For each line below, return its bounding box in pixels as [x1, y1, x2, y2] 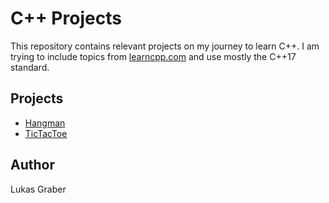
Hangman [24, 117, 66, 129]
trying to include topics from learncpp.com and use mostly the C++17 [10, 50, 297, 62]
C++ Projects [10, 7, 122, 30]
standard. [10, 61, 50, 73]
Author [10, 157, 55, 174]
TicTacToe [24, 127, 68, 139]
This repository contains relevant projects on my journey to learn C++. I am [10, 40, 320, 52]
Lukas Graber [10, 183, 67, 195]
